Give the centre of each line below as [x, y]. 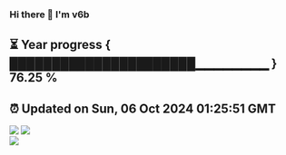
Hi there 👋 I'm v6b [49, 15]
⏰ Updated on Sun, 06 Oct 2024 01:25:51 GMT [143, 108]
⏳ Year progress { [60, 45]
